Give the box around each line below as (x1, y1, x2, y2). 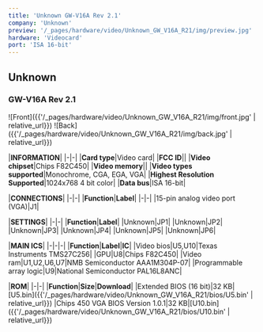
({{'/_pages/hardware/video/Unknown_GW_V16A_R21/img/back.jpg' (8, 128, 228, 139)
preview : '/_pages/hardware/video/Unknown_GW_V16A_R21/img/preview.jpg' (8, 26, 253, 34)
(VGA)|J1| (8, 201, 39, 211)
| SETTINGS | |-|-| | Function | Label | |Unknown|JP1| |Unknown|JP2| (8, 217, 224, 227)
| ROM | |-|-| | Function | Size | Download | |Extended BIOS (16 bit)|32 (8, 281, 222, 291)
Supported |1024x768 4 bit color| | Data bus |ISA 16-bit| (8, 177, 186, 187)
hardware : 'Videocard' (8, 33, 83, 42)
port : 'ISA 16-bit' (8, 41, 73, 49)
